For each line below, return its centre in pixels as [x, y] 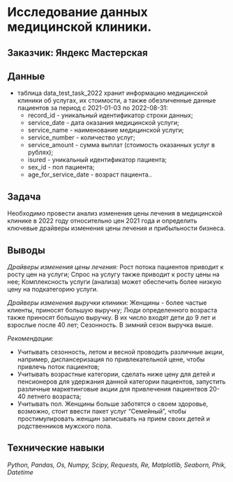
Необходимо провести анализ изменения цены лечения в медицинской [115, 213]
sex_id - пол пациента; [61, 167]
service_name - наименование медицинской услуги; [106, 130]
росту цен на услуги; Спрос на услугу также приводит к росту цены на [113, 274]
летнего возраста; [54, 397]
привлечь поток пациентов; [58, 367]
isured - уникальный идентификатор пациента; [97, 160]
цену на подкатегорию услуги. [53, 289]
